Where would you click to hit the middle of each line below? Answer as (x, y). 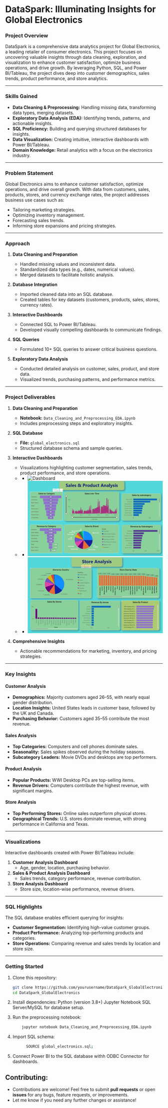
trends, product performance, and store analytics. (56, 78)
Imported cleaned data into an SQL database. (66, 294)
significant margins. (33, 790)
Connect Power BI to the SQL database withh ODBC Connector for (81, 1056)
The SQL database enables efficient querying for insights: (64, 918)
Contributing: (27, 1077)
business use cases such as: (35, 200)
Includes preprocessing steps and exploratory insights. (76, 423)
